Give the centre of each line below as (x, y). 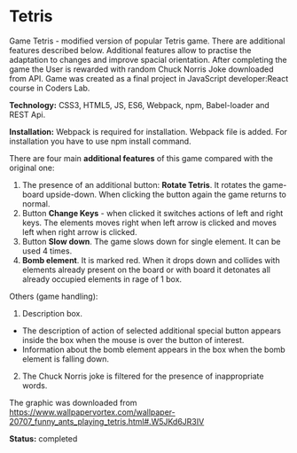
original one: (32, 168)
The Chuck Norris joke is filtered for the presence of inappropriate (143, 376)
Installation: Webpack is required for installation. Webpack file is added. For (148, 131)
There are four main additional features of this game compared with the (141, 158)
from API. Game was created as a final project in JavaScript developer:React (149, 78)
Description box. (52, 313)
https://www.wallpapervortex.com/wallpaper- (92, 412)
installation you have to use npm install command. (101, 141)
